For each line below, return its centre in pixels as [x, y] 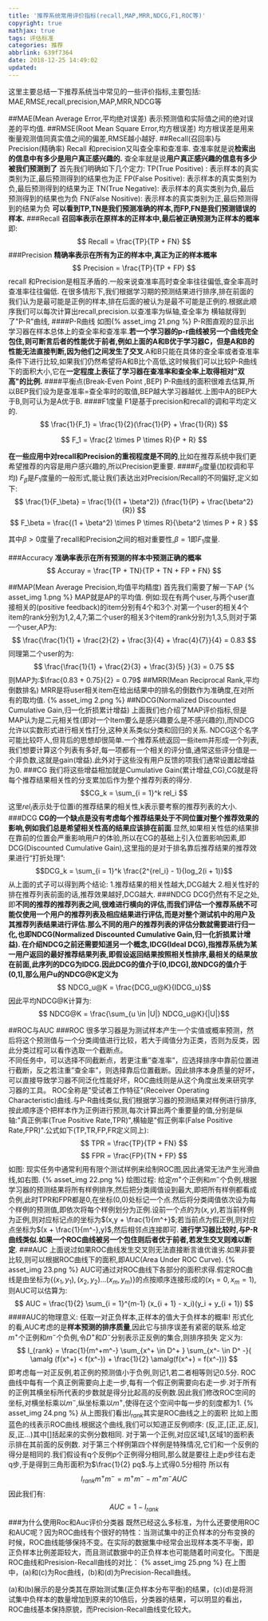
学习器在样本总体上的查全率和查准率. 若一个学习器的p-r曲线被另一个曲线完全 [134, 331]
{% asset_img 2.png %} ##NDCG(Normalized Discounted [142, 700]
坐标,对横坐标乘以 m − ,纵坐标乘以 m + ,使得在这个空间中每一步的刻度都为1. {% [131, 1402]
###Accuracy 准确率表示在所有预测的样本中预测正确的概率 [105, 558]
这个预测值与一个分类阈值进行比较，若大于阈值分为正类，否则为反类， [137, 1040]
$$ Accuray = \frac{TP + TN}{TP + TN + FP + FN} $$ [134, 571]
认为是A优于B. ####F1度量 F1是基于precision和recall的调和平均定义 [146, 401]
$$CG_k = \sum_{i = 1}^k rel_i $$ [134, 793]
